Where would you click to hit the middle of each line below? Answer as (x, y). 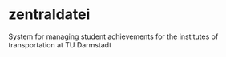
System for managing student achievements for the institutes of (113, 36)
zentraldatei (49, 15)
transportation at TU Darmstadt (60, 44)
